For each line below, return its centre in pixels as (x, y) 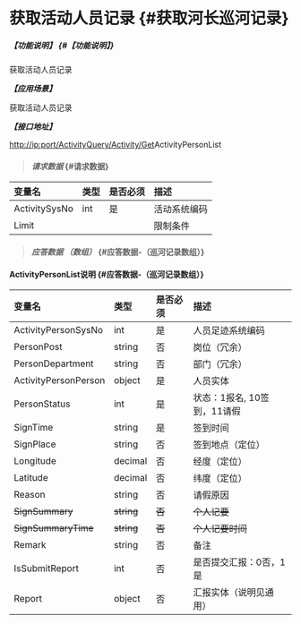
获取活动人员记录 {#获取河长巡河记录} (149, 18)
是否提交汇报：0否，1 (240, 562)
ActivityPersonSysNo (59, 330)
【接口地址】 (33, 127)
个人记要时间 (220, 529)
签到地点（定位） (229, 445)
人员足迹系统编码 (229, 330)
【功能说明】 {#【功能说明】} (62, 45)
